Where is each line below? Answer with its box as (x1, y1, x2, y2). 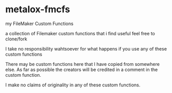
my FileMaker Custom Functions (5, 20, 73, 27)
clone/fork (5, 36, 27, 42)
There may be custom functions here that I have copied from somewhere (5, 61, 160, 67)
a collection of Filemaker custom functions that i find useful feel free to (5, 30, 155, 36)
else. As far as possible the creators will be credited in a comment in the (5, 66, 158, 73)
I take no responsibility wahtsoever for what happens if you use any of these (5, 45, 167, 52)
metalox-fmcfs (5, 4, 70, 15)
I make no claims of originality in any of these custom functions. (5, 82, 141, 88)
